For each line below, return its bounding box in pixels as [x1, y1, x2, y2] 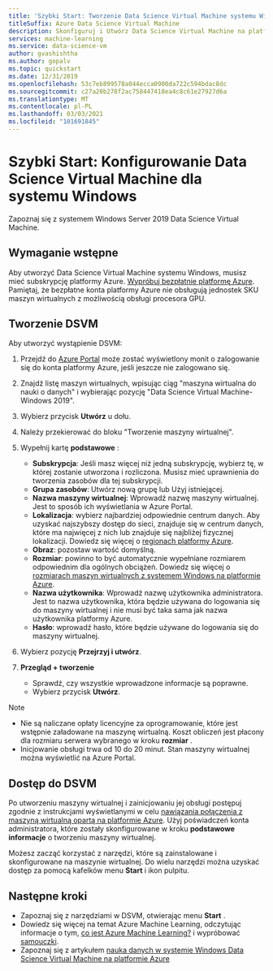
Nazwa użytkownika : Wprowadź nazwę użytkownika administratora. [32, 588, 263, 598]
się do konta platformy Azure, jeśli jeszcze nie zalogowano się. [19, 363, 230, 373]
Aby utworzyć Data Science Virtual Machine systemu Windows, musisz [8, 267, 247, 277]
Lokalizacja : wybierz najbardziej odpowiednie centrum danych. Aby [32, 511, 260, 520]
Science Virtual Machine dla [8, 170, 202, 188]
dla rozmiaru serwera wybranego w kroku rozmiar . [19, 736, 193, 745]
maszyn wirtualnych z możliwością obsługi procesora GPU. [8, 293, 206, 303]
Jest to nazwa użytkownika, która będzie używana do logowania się [32, 597, 260, 606]
